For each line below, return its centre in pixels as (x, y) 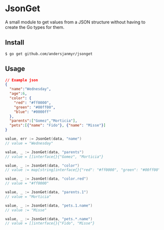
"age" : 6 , (18, 94)
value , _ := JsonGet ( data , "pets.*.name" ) (49, 219)
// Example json (21, 80)
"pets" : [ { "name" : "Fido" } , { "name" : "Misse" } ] (58, 125)
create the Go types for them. (35, 27)
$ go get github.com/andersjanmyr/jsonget (49, 54)
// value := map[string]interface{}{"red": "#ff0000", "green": (72, 170)
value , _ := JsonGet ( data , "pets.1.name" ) (49, 206)
